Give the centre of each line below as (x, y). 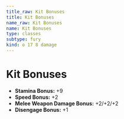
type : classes (24, 34)
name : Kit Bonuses (29, 28)
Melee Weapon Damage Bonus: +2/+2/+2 (66, 103)
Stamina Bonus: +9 (39, 90)
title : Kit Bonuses (30, 17)
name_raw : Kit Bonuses (34, 23)
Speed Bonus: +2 (36, 97)
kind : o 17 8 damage (32, 45)
